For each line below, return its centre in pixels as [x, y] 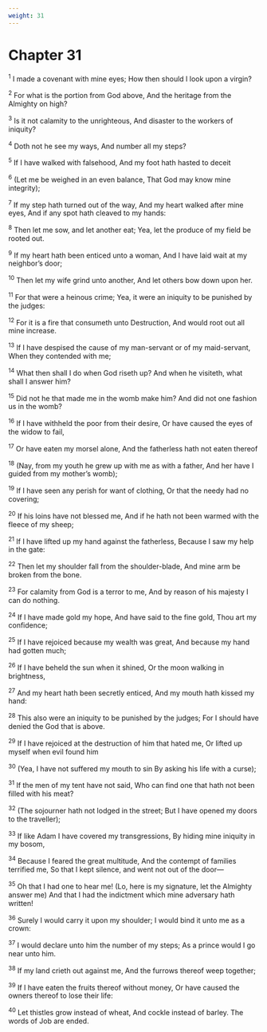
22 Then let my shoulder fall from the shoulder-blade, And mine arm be [124, 565]
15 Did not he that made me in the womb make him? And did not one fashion [133, 397]
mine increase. [33, 331]
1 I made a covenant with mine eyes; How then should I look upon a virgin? [130, 78]
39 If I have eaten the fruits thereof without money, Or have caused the [124, 987]
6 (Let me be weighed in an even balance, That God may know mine [120, 179]
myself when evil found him [53, 751]
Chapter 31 [45, 55]
